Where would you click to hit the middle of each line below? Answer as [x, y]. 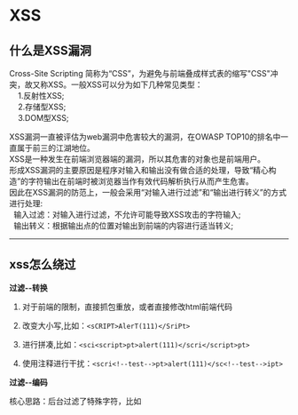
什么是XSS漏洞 [50, 50]
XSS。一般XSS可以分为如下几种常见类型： [125, 84]
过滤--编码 [29, 382]
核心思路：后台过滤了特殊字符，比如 [75, 401]
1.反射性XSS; [41, 96]
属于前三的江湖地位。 [55, 148]
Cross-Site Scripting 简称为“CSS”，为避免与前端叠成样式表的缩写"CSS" [140, 73]
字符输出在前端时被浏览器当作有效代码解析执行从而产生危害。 [141, 181]
